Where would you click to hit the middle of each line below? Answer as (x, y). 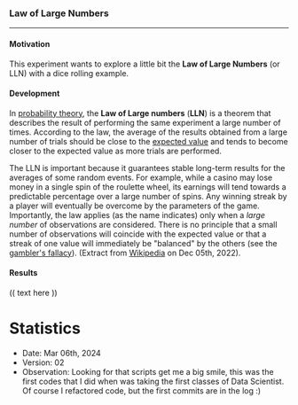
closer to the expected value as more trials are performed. (115, 151)
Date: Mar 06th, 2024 (62, 353)
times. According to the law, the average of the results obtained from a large (149, 132)
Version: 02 (43, 362)
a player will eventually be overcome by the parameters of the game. (134, 206)
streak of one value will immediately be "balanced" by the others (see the (143, 243)
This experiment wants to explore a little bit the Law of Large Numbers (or (145, 64)
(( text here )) (33, 292)
